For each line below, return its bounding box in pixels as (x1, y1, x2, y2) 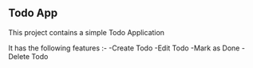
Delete (8, 51, 30, 61)
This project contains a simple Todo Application (8, 27, 165, 37)
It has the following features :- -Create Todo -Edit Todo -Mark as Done (8, 43, 240, 53)
